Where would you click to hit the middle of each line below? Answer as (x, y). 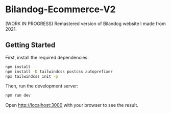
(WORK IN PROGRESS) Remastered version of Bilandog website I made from (86, 24)
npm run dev (18, 96)
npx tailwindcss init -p (32, 76)
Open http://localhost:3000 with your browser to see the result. (72, 105)
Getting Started (30, 45)
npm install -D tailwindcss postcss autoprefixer (59, 72)
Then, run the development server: (42, 86)
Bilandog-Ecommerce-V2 (60, 9)
